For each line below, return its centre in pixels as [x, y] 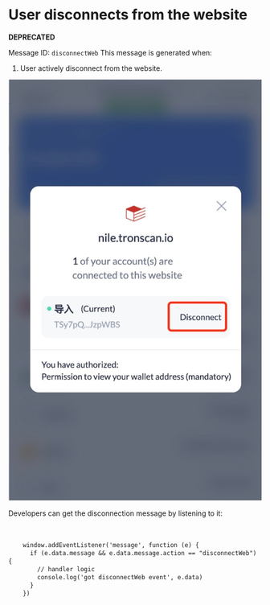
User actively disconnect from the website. [91, 68]
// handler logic [66, 569]
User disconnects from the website [128, 15]
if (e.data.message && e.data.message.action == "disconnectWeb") [143, 553]
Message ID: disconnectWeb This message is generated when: [110, 52]
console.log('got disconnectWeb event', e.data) [120, 577]
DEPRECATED [32, 37]
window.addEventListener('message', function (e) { [111, 545]
